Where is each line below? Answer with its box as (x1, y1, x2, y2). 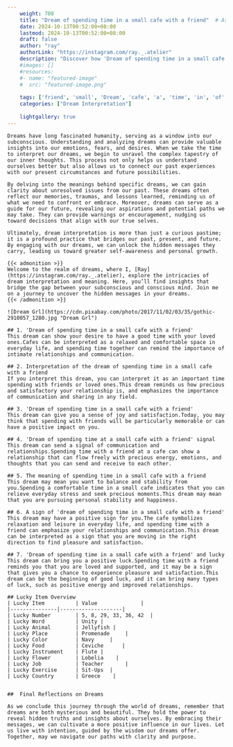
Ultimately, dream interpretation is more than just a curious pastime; (7, 230, 222, 237)
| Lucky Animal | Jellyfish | (7, 624, 116, 631)
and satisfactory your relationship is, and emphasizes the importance (7, 387, 218, 394)
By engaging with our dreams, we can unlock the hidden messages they (7, 241, 216, 248)
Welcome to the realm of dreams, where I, (7, 266, 132, 273)
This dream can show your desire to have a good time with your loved (7, 332, 216, 340)
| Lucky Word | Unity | (7, 618, 104, 625)
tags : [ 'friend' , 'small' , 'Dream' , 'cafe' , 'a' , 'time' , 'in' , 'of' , (19, 94, 228, 101)
